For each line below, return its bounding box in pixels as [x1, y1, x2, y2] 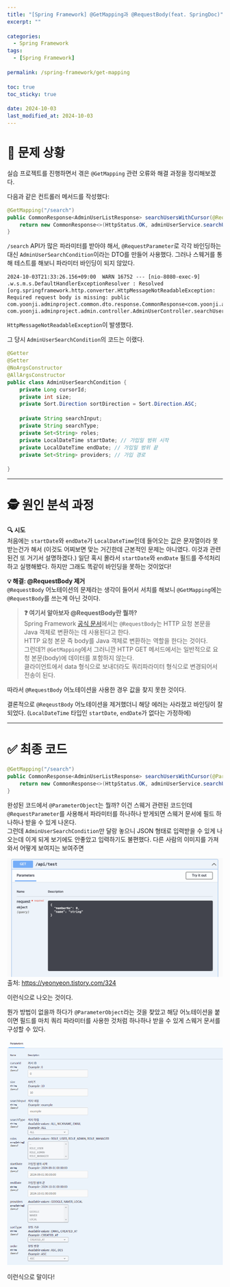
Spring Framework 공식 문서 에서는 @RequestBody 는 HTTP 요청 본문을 [23, 619, 211, 628]
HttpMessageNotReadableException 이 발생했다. [7, 321, 133, 329]
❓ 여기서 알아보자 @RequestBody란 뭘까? [23, 608, 138, 617]
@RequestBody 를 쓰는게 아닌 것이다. [7, 594, 101, 602]
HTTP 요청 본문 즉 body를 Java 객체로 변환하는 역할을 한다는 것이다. [23, 637, 208, 645]
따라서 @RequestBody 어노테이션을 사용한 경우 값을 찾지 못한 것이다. [7, 685, 186, 694]
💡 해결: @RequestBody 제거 [7, 577, 86, 585]
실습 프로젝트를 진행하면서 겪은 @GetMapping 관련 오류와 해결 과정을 [7, 169, 187, 177]
